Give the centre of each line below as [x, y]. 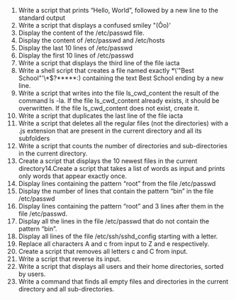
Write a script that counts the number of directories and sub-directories [123, 146]
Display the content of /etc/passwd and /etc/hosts [91, 40]
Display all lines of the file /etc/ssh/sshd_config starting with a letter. [118, 236]
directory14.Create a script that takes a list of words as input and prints [122, 168]
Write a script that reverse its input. [69, 259]
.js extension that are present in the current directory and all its [110, 131]
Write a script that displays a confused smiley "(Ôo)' [95, 25]
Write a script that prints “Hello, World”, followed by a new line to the [118, 10]
